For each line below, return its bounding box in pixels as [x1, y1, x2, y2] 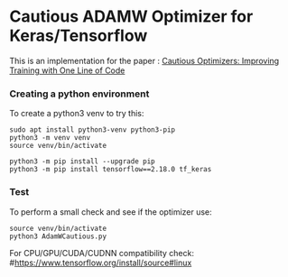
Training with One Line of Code [9, 65, 125, 76]
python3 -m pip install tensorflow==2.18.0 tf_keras [9, 165, 212, 174]
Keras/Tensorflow [9, 25, 148, 46]
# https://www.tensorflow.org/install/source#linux [9, 257, 192, 268]
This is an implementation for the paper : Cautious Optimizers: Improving [9, 55, 280, 66]
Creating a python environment [9, 88, 150, 100]
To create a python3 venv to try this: [9, 108, 144, 119]
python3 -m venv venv [9, 134, 91, 143]
